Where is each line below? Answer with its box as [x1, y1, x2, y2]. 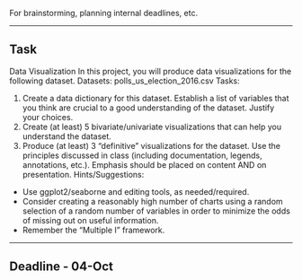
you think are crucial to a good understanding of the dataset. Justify [22, 102, 275, 113]
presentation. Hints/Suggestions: [22, 169, 145, 179]
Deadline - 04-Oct [9, 259, 114, 275]
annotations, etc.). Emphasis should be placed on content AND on [22, 159, 267, 170]
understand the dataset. [22, 130, 112, 142]
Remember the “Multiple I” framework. [22, 224, 165, 235]
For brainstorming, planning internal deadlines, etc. [9, 8, 199, 18]
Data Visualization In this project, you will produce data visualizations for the [9, 66, 292, 76]
